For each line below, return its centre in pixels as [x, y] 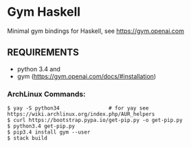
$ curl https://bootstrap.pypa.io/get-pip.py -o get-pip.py [95, 121]
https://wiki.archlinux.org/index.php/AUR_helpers [81, 114]
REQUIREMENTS [43, 52]
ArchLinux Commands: [46, 94]
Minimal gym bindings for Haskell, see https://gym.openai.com [95, 31]
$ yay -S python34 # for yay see [78, 108]
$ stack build [27, 138]
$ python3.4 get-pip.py [41, 126]
